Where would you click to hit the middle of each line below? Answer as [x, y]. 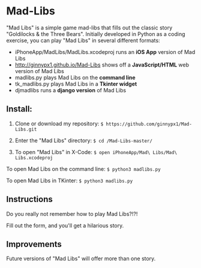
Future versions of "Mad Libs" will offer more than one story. [81, 258]
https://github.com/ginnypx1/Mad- [149, 124]
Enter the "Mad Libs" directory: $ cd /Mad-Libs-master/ [84, 140]
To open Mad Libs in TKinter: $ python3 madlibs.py [70, 180]
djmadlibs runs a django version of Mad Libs [70, 90]
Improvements [34, 244]
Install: [19, 109]
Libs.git [26, 129]
